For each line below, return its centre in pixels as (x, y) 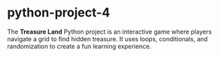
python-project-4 (59, 13)
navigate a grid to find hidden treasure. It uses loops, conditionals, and (108, 38)
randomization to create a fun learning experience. (79, 46)
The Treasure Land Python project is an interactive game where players (109, 32)
